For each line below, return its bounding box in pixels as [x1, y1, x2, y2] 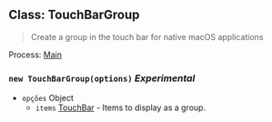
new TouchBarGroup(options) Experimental [8, 72, 196, 85]
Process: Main [8, 49, 63, 60]
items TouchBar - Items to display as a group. [35, 102, 207, 113]
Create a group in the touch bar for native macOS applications [30, 31, 264, 42]
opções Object [21, 93, 75, 104]
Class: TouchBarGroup [8, 7, 140, 23]
